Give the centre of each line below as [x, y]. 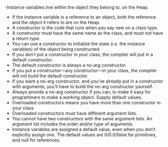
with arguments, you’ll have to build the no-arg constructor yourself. [82, 87]
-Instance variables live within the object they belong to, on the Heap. [77, 7]
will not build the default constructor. [50, 76]
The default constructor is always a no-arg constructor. [69, 65]
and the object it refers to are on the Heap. [56, 22]
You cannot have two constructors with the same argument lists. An [82, 119]
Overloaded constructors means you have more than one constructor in [86, 102]
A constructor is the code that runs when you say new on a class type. [85, 28]
